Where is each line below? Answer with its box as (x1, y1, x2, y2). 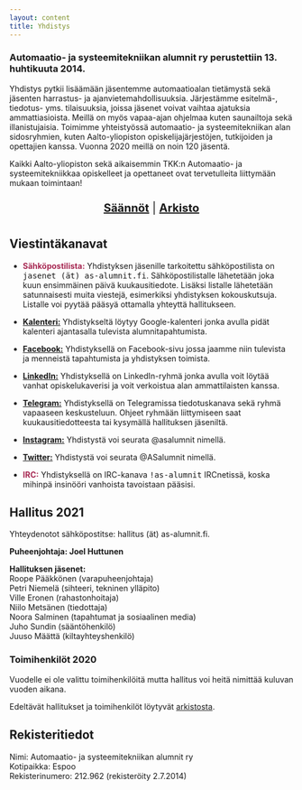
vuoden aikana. (9, 683, 67, 694)
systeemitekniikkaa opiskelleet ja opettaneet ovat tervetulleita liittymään (9, 168, 277, 179)
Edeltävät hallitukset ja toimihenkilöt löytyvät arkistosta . (9, 701, 215, 711)
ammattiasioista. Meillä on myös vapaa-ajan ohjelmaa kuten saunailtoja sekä (9, 112, 293, 123)
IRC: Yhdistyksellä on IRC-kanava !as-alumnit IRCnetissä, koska (22, 469, 270, 479)
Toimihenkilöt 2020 (9, 654, 97, 666)
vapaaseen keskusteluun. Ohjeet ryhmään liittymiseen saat (22, 407, 242, 418)
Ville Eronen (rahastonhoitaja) (9, 592, 120, 603)
